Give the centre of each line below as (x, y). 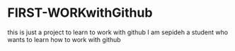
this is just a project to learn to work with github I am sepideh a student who (118, 32)
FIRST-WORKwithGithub (80, 13)
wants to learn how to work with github (64, 39)
